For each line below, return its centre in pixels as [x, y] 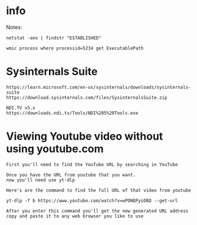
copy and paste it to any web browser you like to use [75, 216]
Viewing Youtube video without [85, 136]
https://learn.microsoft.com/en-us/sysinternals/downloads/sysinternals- [99, 87]
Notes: [14, 27]
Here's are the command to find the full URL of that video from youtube [99, 190]
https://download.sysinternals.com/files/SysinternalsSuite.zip [87, 97]
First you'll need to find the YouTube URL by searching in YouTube [92, 164]
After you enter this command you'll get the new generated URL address [97, 211]
